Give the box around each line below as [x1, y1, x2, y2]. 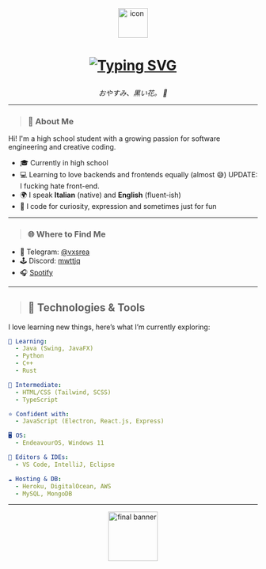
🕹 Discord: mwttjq [19, 256, 81, 265]
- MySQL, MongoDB [15, 490, 73, 498]
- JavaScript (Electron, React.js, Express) [15, 417, 165, 426]
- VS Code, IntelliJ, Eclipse [15, 461, 115, 468]
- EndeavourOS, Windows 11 [15, 439, 104, 447]
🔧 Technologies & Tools [27, 301, 146, 315]
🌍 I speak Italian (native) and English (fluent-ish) [19, 190, 182, 200]
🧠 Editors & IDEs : [8, 453, 69, 461]
